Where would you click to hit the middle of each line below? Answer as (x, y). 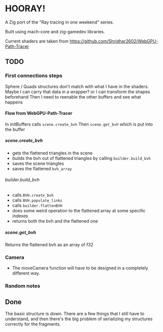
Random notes (23, 286)
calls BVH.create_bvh (33, 195)
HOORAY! (25, 9)
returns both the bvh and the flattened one (55, 221)
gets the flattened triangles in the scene (52, 153)
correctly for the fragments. (33, 324)
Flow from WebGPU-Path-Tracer (39, 113)
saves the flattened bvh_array (42, 168)
